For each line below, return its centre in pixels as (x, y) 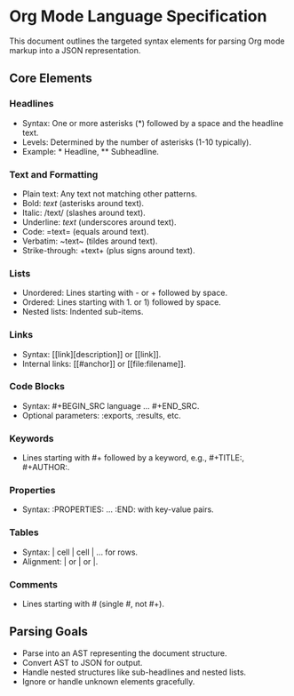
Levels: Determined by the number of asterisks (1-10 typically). (136, 142)
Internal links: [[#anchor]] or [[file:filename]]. (104, 364)
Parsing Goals (49, 632)
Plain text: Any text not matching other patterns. (110, 194)
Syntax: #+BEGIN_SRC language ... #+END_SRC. (111, 405)
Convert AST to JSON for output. (82, 662)
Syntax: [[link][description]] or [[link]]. (91, 354)
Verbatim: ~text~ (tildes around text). (90, 241)
